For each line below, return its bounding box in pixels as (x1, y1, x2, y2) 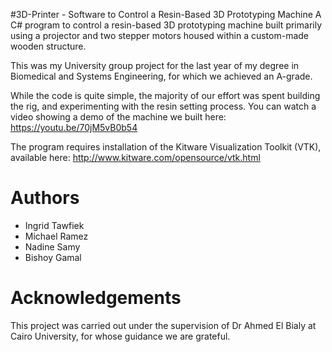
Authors (10, 187, 80, 209)
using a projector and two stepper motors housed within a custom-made (10, 30, 310, 41)
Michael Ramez (24, 230, 89, 242)
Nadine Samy (24, 240, 81, 253)
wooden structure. (10, 40, 87, 52)
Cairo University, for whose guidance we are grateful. (10, 330, 231, 342)
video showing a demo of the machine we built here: (10, 111, 227, 123)
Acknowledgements (10, 287, 182, 309)
